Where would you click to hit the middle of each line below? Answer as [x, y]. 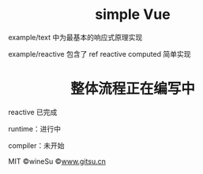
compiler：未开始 [36, 145]
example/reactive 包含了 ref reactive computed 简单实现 [100, 54]
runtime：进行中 [35, 128]
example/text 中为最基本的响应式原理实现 [75, 37]
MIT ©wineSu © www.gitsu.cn [57, 161]
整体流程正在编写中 [132, 89]
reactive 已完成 [33, 112]
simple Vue [133, 15]
